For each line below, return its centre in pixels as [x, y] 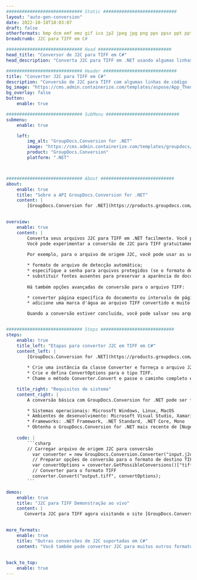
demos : [14, 492]
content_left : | [37, 351]
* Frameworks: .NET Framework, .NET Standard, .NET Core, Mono [106, 421]
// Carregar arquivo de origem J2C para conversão [90, 449]
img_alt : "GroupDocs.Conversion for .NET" [80, 141]
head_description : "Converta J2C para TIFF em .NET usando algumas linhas [99, 60]
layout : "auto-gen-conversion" [44, 17]
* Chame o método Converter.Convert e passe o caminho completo [107, 379]
